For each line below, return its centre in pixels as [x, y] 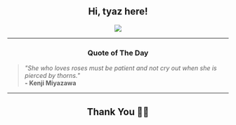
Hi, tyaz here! [118, 12]
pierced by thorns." [52, 76]
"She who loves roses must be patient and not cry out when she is [120, 68]
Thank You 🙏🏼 [118, 112]
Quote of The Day [118, 53]
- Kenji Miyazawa [50, 83]
